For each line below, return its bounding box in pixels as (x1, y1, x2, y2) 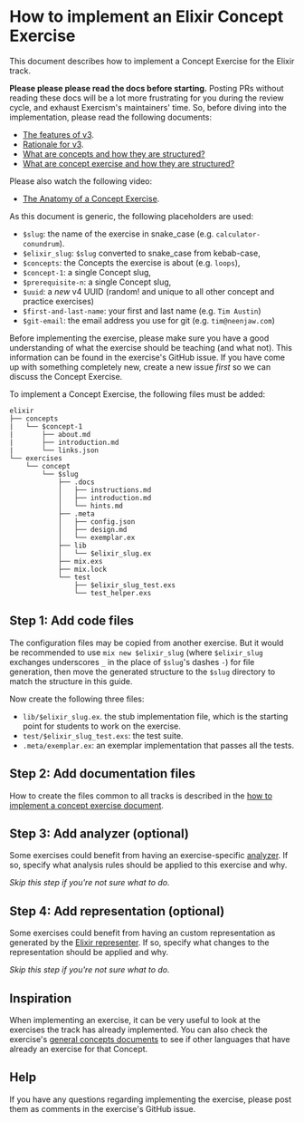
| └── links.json (9, 446, 100, 455)
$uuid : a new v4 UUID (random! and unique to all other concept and (22, 285, 275, 296)
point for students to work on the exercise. (22, 721, 181, 731)
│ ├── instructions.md (57, 485, 152, 495)
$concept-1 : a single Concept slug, (22, 266, 152, 277)
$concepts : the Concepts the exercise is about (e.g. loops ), (22, 256, 241, 268)
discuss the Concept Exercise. (9, 371, 123, 382)
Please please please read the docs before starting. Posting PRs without (9, 82, 284, 93)
